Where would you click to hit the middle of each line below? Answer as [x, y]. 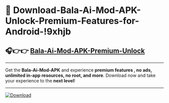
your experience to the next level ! [40, 81]
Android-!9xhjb [38, 32]
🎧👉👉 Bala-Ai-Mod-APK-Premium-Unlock [75, 50]
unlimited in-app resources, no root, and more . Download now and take [80, 75]
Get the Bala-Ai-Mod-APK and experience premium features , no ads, [79, 70]
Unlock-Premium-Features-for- [72, 21]
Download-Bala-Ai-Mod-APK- [77, 10]
